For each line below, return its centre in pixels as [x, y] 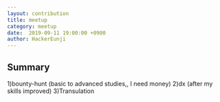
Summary [29, 67]
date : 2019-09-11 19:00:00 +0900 [57, 33]
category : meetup [32, 26]
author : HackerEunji [37, 39]
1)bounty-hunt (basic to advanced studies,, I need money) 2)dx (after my [110, 83]
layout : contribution [38, 13]
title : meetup [27, 20]
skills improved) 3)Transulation [51, 91]
